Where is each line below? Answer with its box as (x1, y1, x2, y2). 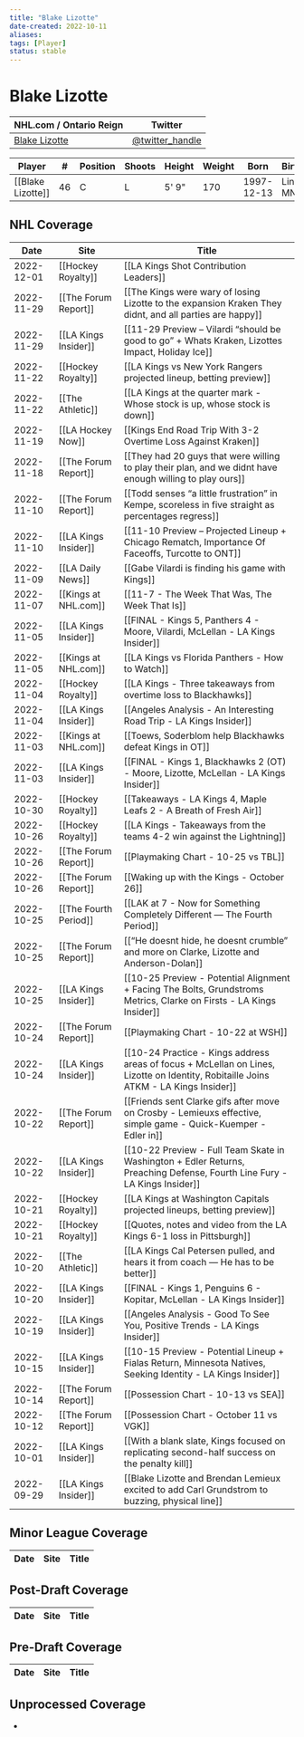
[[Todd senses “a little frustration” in (123, 486, 278, 499)
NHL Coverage (9, 217, 93, 233)
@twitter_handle (131, 134, 202, 147)
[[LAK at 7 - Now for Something (123, 897, 261, 909)
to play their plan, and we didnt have (123, 461, 278, 474)
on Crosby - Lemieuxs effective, (123, 1106, 262, 1118)
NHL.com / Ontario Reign (14, 119, 124, 131)
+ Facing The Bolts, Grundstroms (123, 983, 264, 995)
